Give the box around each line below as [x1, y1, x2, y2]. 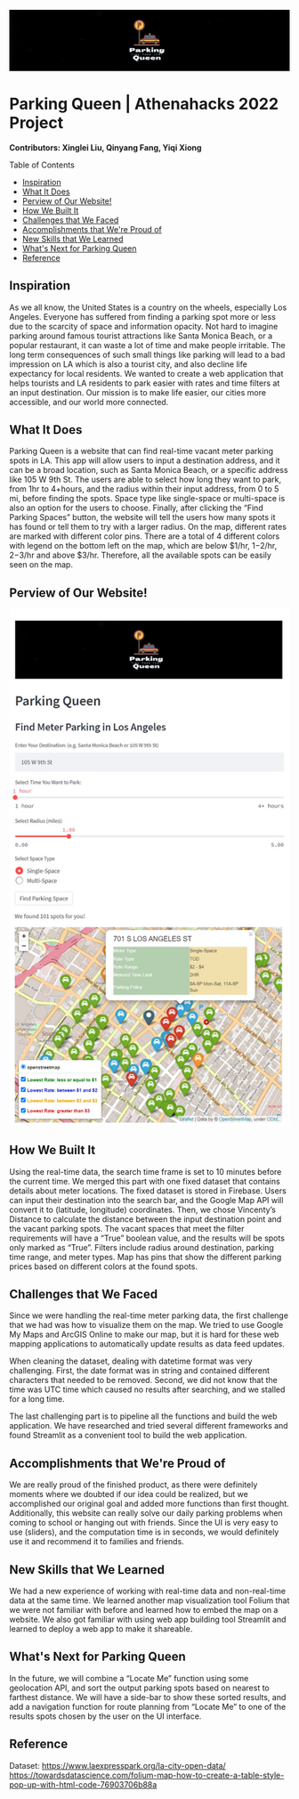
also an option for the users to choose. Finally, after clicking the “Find [9, 502, 264, 513]
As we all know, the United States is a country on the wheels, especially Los [9, 302, 287, 313]
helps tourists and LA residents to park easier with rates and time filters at [9, 378, 280, 388]
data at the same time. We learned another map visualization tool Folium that [9, 1595, 290, 1606]
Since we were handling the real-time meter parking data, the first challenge [9, 1310, 289, 1321]
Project [9, 112, 64, 133]
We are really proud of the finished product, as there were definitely [9, 1479, 258, 1490]
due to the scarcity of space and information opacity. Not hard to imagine [9, 321, 279, 331]
